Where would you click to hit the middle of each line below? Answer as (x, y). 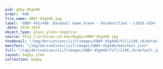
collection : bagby (24, 59)
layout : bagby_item (25, 55)
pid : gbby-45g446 (23, 9)
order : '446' (18, 14)
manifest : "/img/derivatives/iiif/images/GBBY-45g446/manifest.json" (77, 46)
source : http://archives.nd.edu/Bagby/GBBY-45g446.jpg (62, 37)
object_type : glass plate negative (41, 32)
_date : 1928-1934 (23, 28)
